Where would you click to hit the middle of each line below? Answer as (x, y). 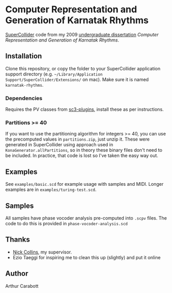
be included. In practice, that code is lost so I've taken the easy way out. (82, 155)
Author (17, 274)
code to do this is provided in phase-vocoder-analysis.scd (67, 223)
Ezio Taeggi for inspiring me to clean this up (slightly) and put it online (87, 257)
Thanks (18, 240)
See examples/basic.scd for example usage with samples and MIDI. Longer (84, 184)
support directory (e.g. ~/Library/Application (54, 74)
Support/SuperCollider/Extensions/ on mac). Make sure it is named (77, 79)
